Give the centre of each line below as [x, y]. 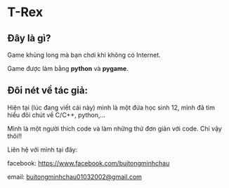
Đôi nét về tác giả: [47, 91]
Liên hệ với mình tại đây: [42, 149]
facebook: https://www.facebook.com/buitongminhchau [89, 163]
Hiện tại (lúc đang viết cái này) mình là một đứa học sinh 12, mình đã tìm [111, 107]
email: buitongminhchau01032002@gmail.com [75, 177]
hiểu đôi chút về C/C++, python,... [57, 115]
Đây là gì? [29, 38]
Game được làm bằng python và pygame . [68, 68]
